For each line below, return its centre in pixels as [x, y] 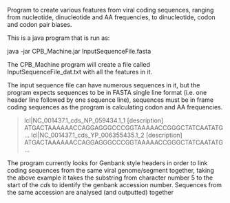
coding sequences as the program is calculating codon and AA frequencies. [115, 107]
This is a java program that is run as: [59, 38]
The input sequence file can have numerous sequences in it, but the [104, 85]
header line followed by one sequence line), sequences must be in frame [111, 100]
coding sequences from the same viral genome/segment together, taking [111, 170]
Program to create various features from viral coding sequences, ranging [111, 10]
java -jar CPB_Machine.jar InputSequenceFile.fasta [79, 51]
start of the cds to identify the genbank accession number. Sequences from [115, 185]
